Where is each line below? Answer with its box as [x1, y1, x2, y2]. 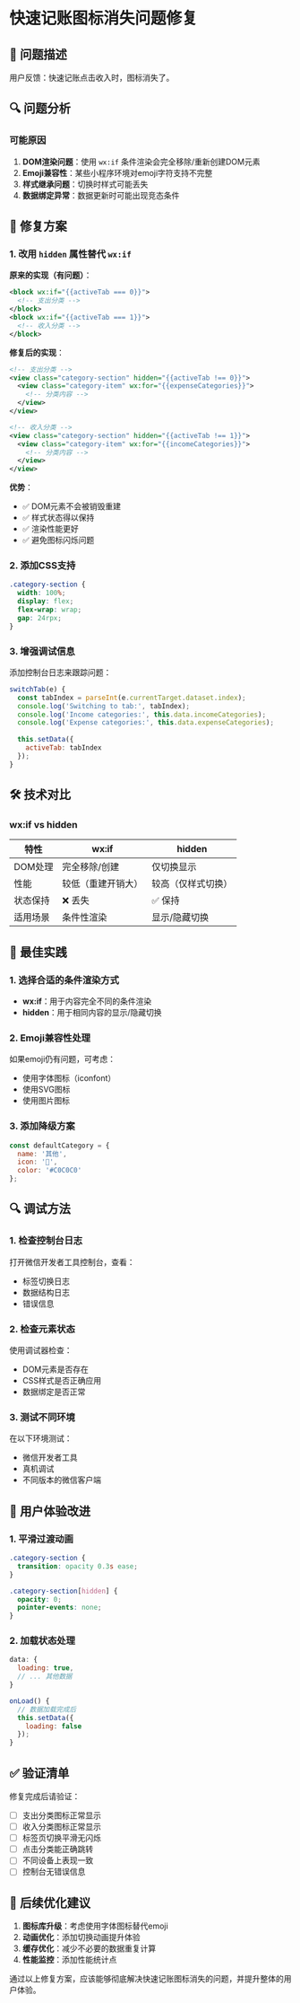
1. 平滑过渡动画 [9, 1533, 74, 1545]
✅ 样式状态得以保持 [21, 513, 95, 523]
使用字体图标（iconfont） [21, 1073, 116, 1084]
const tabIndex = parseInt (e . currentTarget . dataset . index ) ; [17, 693, 246, 702]
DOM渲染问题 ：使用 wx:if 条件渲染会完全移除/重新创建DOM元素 [21, 156, 261, 167]
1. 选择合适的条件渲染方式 [9, 973, 119, 986]
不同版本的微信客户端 [21, 1474, 101, 1486]
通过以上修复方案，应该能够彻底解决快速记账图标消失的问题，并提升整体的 [9, 1973, 284, 1984]
